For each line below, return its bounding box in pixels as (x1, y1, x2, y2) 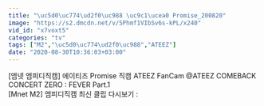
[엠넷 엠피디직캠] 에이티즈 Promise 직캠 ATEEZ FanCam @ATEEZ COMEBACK (8, 71, 257, 80)
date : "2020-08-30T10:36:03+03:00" (8, 48, 127, 56)
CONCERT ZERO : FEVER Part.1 (8, 80, 111, 89)
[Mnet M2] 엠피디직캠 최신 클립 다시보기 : (8, 89, 139, 99)
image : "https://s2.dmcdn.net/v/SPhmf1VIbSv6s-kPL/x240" (8, 19, 202, 27)
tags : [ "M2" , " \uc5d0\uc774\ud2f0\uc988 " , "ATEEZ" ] (8, 41, 177, 49)
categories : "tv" (8, 33, 66, 42)
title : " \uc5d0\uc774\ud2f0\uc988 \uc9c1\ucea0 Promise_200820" (8, 11, 227, 20)
